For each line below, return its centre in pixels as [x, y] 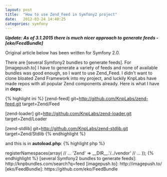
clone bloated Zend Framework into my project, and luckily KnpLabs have [81, 78]
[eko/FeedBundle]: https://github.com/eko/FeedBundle [61, 169]
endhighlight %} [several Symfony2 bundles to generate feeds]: [71, 159]
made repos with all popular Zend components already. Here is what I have [82, 84]
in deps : [14, 89]
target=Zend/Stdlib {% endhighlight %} [45, 134]
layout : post [19, 10]
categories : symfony [27, 24]
